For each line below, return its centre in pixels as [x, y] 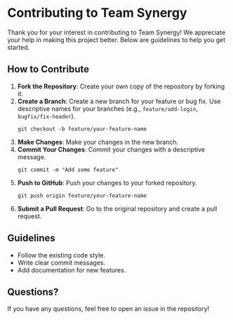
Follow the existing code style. [61, 255]
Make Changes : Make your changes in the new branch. [98, 142]
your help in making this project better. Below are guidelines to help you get [116, 39]
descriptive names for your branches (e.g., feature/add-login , [107, 108]
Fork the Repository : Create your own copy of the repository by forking [121, 86]
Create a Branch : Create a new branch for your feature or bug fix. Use [119, 101]
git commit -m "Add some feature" [68, 170]
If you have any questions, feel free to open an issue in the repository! [108, 309]
